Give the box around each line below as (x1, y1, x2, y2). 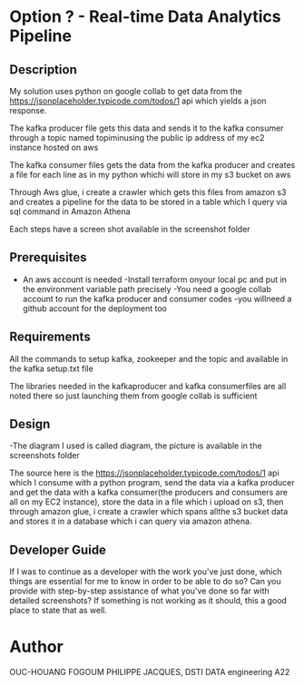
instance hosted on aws (9, 142, 99, 152)
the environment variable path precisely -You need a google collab (22, 283, 272, 294)
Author (9, 637, 64, 657)
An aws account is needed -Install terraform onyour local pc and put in (22, 274, 288, 285)
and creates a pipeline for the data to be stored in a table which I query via (9, 197, 288, 207)
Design (9, 416, 51, 432)
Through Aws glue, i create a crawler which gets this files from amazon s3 (9, 187, 287, 197)
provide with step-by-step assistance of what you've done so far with (9, 585, 270, 596)
